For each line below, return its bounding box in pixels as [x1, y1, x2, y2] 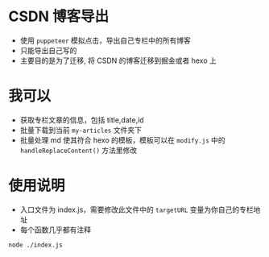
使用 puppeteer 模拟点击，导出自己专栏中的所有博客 [19, 35, 192, 45]
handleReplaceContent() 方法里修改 [19, 145, 138, 155]
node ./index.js [8, 241, 63, 249]
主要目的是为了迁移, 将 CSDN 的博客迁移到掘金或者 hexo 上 [19, 56, 217, 65]
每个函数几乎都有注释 [19, 225, 91, 234]
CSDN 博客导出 [8, 7, 110, 26]
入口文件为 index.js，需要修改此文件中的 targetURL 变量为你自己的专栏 [19, 205, 254, 214]
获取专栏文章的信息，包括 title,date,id [19, 114, 144, 125]
